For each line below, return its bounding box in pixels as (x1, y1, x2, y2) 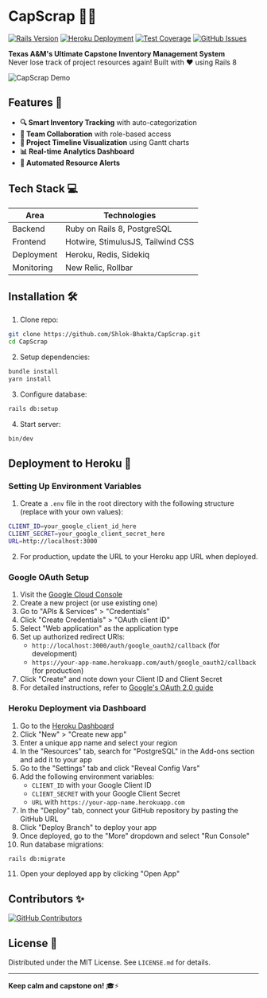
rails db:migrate (8, 855, 66, 863)
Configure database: (19, 389, 87, 399)
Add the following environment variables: (19, 772, 155, 781)
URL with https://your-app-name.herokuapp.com (31, 796, 185, 807)
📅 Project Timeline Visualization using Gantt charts (19, 137, 190, 147)
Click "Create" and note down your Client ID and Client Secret (19, 675, 222, 684)
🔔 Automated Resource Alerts (19, 158, 121, 167)
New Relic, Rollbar (64, 262, 133, 273)
